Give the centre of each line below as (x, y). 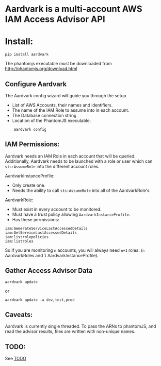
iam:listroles (19, 241)
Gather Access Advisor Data (49, 271)
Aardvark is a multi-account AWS (74, 9)
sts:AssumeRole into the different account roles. (52, 166)
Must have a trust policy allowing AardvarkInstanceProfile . (71, 214)
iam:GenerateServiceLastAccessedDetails (47, 228)
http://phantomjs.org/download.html (41, 69)
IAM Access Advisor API (55, 19)
